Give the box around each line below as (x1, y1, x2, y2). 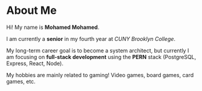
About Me (6, 4, 57, 17)
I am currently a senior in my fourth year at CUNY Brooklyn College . (6, 35, 176, 42)
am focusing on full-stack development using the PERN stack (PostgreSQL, (6, 53, 197, 60)
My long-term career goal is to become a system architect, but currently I (6, 46, 189, 54)
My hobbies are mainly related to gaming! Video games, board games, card (6, 71, 194, 78)
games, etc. (6, 78, 36, 85)
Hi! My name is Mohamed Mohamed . (6, 24, 100, 31)
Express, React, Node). (6, 60, 64, 67)
